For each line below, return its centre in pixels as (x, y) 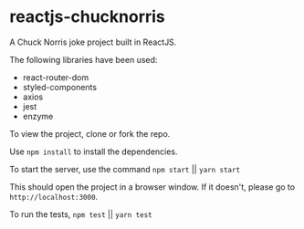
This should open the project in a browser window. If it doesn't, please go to (152, 187)
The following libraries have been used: (84, 59)
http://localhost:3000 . (54, 196)
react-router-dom (56, 77)
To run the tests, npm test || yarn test (81, 214)
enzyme (38, 116)
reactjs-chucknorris (88, 17)
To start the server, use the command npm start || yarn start (125, 169)
